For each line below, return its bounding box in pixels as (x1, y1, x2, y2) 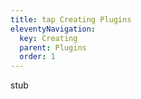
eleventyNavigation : (10, 24, 97, 34)
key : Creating (19, 33, 78, 43)
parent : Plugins (19, 42, 87, 53)
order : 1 (19, 52, 56, 62)
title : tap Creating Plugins (10, 14, 132, 25)
